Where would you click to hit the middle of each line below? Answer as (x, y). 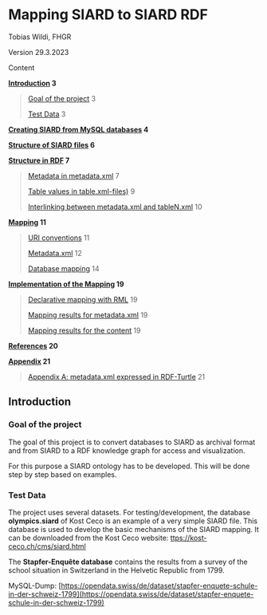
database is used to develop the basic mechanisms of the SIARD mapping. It (133, 529)
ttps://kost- (188, 538)
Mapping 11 (27, 222)
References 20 (33, 345)
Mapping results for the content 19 (84, 330)
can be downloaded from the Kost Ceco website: (88, 538)
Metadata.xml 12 (55, 253)
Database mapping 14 (63, 268)
